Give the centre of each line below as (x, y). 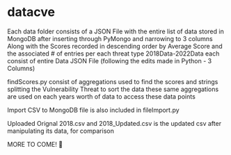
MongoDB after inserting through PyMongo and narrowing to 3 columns (110, 38)
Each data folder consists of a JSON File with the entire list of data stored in (115, 31)
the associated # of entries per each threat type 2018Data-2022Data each (113, 54)
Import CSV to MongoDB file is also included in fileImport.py (93, 110)
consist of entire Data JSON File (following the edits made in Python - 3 (110, 60)
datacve (31, 12)
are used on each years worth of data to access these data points (102, 96)
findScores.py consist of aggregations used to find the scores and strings (113, 81)
